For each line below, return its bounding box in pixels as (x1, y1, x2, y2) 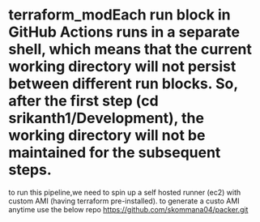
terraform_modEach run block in (8, 6, 231, 24)
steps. (8, 160, 53, 179)
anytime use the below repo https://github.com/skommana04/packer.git (8, 204, 249, 214)
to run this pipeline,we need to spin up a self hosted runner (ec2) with (8, 187, 241, 197)
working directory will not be (8, 126, 206, 145)
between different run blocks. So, (8, 75, 238, 93)
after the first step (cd (8, 92, 160, 110)
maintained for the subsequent (8, 143, 221, 162)
